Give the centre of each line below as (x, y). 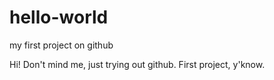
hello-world (59, 17)
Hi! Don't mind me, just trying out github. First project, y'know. (137, 64)
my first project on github (61, 45)
